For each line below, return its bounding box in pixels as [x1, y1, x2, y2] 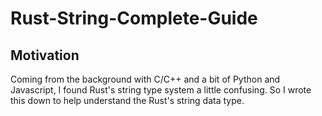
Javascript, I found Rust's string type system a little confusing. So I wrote [10, 84, 312, 96]
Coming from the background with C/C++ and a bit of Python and [10, 73, 281, 85]
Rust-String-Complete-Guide [10, 7, 258, 30]
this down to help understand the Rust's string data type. [10, 95, 245, 106]
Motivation [10, 47, 80, 64]
